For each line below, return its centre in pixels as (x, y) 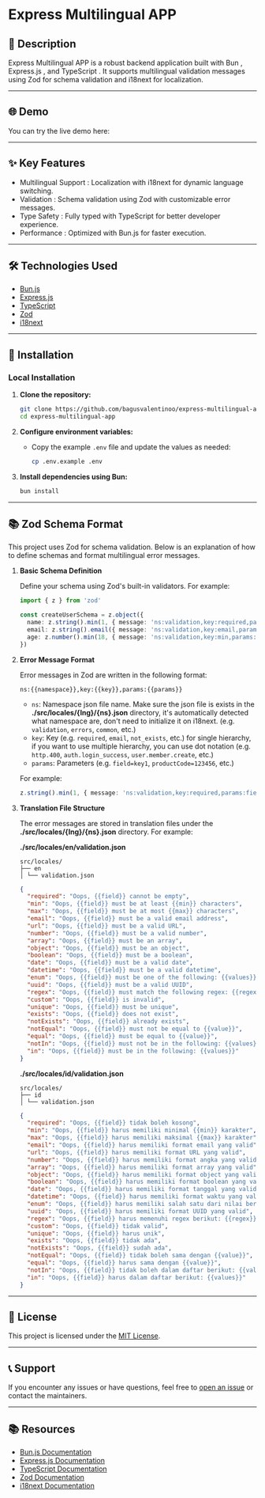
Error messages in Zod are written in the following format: (113, 675)
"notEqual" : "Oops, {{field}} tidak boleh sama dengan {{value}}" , (140, 1256)
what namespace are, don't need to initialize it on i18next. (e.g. (133, 721)
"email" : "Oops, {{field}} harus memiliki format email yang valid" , (144, 1145)
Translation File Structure (62, 808)
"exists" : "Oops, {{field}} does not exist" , (103, 1014)
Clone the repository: (55, 395)
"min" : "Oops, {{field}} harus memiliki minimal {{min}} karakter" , (142, 1130)
